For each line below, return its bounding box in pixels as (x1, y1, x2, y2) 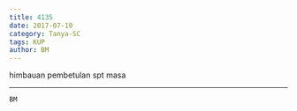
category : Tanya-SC (9, 29, 81, 38)
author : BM (9, 46, 49, 55)
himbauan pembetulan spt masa (9, 70, 126, 80)
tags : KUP (9, 37, 46, 47)
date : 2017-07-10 (9, 21, 73, 30)
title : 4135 (9, 12, 53, 22)
